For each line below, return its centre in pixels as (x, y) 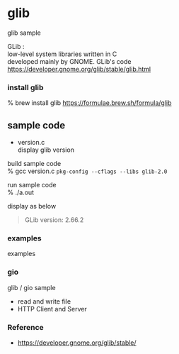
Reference (25, 327)
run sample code (32, 185)
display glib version (46, 150)
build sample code (34, 164)
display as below (32, 206)
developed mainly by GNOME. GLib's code (69, 61)
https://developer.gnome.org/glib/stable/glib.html (79, 69)
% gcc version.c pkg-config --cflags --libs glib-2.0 (87, 171)
